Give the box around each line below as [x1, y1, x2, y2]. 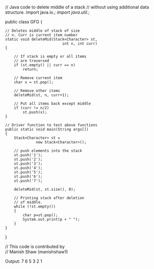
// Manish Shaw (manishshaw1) [5, 249, 68, 254]
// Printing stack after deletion [14, 196, 84, 200]
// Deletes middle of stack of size [5, 28, 80, 33]
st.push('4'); [14, 166, 43, 171]
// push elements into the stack [14, 148, 82, 153]
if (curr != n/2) [14, 105, 50, 110]
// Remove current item [14, 75, 63, 80]
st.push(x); [23, 110, 48, 115]
